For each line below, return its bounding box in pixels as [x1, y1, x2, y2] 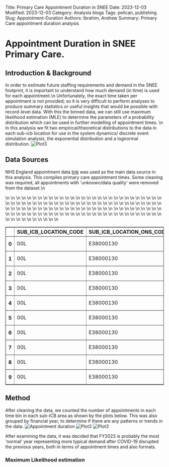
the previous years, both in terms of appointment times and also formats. [5, 443, 156, 450]
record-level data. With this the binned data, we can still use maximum [5, 109, 151, 115]
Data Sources [5, 156, 49, 164]
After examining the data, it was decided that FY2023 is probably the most [5, 433, 159, 439]
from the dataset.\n [5, 185, 45, 191]
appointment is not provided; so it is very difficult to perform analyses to [5, 98, 155, 104]
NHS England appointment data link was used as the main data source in [5, 169, 156, 175]
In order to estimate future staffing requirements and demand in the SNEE [5, 82, 157, 88]
